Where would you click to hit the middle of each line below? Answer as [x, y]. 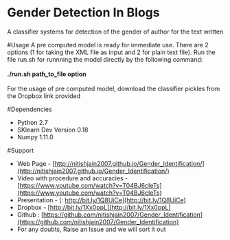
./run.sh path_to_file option [47, 74]
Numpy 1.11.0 [35, 137]
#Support [21, 150]
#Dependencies [30, 109]
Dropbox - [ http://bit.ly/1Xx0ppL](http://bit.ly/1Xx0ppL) [94, 207]
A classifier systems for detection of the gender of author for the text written [115, 32]
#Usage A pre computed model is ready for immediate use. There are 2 [108, 45]
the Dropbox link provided [44, 96]
